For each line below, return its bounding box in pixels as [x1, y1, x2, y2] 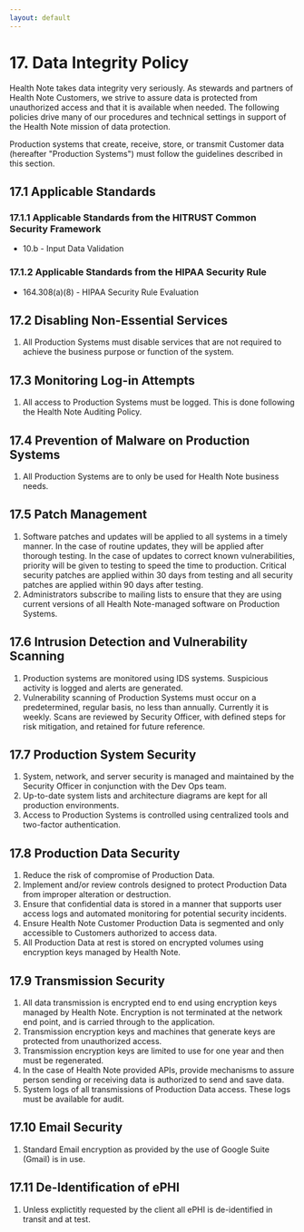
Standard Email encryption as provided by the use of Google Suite [22, 1144, 270, 1155]
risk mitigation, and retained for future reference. [22, 720, 206, 731]
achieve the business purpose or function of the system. [22, 347, 234, 357]
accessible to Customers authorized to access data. [22, 927, 218, 939]
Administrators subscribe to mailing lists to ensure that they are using [22, 589, 282, 600]
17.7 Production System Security [9, 748, 197, 762]
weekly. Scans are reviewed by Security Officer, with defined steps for [22, 711, 286, 722]
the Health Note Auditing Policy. [22, 406, 142, 417]
